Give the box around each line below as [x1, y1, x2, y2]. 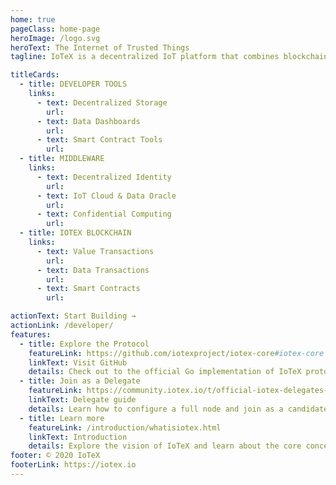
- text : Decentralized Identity [36, 172, 172, 182]
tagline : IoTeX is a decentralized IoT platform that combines [10, 52, 280, 62]
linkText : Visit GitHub [28, 357, 128, 368]
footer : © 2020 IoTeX [10, 451, 101, 461]
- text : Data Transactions [36, 265, 150, 275]
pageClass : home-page [10, 24, 101, 34]
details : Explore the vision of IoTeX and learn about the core [28, 441, 302, 451]
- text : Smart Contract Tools [36, 135, 163, 145]
